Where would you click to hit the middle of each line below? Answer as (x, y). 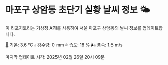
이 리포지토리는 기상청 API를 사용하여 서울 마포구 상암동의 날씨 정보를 (73, 28)
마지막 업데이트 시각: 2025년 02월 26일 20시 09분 (55, 57)
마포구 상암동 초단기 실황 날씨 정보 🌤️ (78, 10)
